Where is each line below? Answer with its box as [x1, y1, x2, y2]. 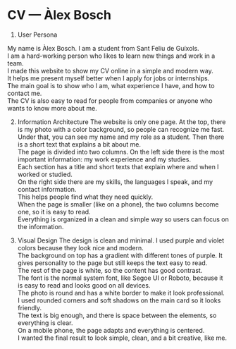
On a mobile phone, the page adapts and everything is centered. [17, 326, 205, 334]
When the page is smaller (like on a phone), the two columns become [17, 200, 219, 208]
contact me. [7, 89, 42, 97]
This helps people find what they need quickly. [17, 192, 154, 201]
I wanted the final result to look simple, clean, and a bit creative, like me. [17, 333, 228, 342]
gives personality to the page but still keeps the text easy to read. [17, 258, 208, 267]
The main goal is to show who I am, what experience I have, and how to [7, 81, 215, 90]
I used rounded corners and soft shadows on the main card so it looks [17, 296, 221, 305]
